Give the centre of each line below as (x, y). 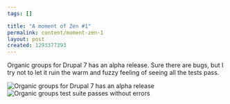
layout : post (26, 39)
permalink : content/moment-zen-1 (55, 33)
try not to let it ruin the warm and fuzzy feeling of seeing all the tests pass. (113, 73)
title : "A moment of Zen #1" (49, 26)
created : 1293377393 (37, 46)
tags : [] (20, 14)
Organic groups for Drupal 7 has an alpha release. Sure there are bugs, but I (115, 65)
